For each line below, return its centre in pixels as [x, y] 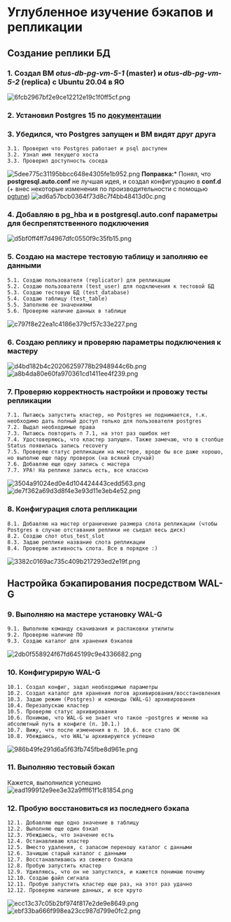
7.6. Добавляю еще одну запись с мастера [69, 464]
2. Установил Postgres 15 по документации [84, 115]
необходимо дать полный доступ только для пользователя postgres [104, 421]
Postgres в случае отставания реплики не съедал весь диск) [97, 530]
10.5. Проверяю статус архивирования [62, 711]
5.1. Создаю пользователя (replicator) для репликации [89, 280]
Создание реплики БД [59, 53]
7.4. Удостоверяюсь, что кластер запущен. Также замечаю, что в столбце [115, 440]
